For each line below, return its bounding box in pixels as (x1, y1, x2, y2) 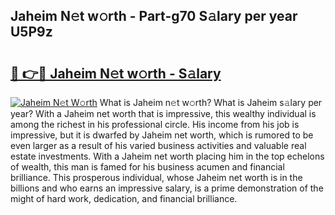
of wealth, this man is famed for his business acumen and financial (10, 161, 285, 173)
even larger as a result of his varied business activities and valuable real (10, 140, 307, 151)
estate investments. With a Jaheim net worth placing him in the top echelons (10, 150, 325, 162)
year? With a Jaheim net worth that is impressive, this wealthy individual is (10, 108, 317, 119)
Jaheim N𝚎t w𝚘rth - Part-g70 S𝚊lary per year (10, 8, 298, 25)
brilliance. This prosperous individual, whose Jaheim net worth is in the (10, 172, 303, 183)
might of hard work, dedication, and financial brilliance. (10, 193, 238, 204)
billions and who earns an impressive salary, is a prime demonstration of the (10, 182, 324, 194)
